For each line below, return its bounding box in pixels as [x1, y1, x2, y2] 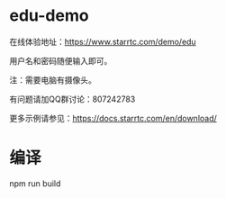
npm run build [9, 177, 61, 189]
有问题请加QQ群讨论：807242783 [9, 94, 136, 104]
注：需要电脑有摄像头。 [9, 74, 96, 85]
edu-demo [9, 5, 89, 26]
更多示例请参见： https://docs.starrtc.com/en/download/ [9, 112, 218, 123]
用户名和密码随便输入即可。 [9, 55, 113, 66]
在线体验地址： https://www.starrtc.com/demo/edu [9, 36, 196, 47]
